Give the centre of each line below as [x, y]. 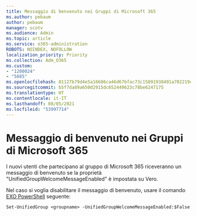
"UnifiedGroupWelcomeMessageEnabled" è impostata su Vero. [82, 179]
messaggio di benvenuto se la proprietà [54, 173]
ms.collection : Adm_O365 [36, 60]
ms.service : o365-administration [47, 44]
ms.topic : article [28, 39]
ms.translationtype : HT [35, 93]
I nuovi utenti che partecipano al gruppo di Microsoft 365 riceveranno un [94, 166]
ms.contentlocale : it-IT [36, 98]
